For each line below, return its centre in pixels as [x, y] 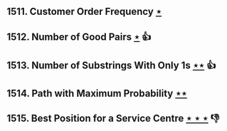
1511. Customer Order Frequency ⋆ [84, 12]
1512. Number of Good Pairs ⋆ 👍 [79, 37]
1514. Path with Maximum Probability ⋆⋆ [97, 93]
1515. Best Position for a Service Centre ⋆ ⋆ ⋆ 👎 [113, 118]
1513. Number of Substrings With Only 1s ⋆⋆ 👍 [111, 66]
